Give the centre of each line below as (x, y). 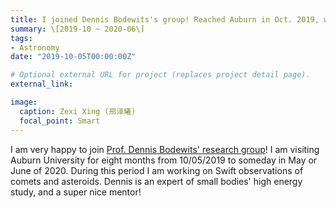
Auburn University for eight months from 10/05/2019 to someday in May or (164, 160)
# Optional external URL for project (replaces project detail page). (160, 75)
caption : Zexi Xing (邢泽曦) (78, 111)
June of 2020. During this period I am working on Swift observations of (157, 170)
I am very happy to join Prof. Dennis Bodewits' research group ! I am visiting (165, 149)
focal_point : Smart (60, 121)
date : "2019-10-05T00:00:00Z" (73, 57)
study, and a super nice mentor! (76, 192)
